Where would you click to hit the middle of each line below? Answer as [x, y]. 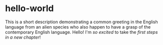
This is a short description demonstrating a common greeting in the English [81, 22]
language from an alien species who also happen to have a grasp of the [78, 27]
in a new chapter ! [23, 37]
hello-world [30, 8]
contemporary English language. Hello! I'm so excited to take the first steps [81, 32]
